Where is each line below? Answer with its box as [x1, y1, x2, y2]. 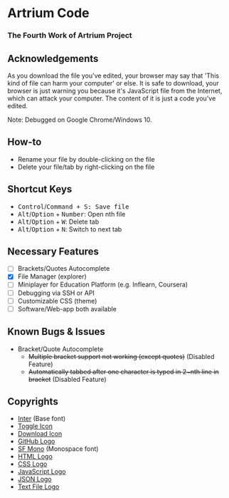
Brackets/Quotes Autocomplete [17, 264, 110, 273]
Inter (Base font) [17, 415, 66, 423]
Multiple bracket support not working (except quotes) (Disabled [28, 352, 215, 360]
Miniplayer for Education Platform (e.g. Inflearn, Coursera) [17, 280, 188, 289]
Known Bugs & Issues [7, 326, 105, 338]
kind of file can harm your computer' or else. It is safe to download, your [7, 78, 219, 87]
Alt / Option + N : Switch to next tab [17, 224, 122, 233]
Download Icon [17, 430, 63, 438]
